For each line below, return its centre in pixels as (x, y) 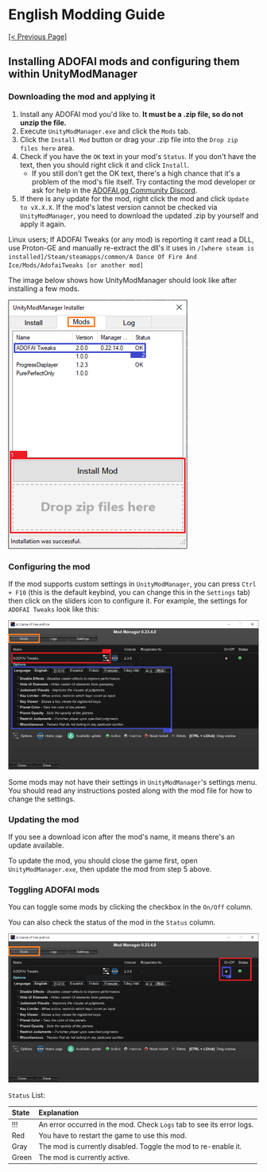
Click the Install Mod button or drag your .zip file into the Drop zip (129, 139)
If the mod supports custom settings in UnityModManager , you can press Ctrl (132, 584)
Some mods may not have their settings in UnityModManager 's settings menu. (133, 782)
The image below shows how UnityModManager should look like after (122, 280)
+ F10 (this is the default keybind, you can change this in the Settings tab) (129, 592)
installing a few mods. (44, 289)
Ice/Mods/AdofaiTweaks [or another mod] (76, 265)
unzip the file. (43, 122)
